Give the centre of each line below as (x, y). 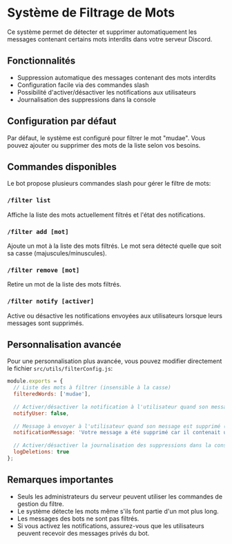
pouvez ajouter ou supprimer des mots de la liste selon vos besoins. (104, 145)
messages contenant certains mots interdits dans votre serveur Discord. (110, 39)
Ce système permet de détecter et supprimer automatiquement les (102, 32)
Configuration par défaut (62, 121)
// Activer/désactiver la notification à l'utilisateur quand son (111, 407)
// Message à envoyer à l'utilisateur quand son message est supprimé (117, 426)
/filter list (29, 201)
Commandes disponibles (62, 167)
